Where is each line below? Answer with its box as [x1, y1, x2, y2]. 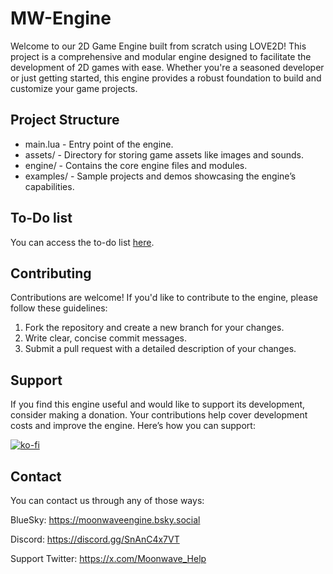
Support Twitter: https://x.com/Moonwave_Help [10, 553, 207, 564]
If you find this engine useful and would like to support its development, [10, 398, 306, 411]
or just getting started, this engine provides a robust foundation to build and [10, 72, 322, 84]
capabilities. [24, 180, 75, 192]
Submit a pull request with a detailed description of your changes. [24, 343, 297, 355]
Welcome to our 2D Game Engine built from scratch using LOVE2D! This [10, 40, 307, 52]
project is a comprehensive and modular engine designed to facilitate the [10, 50, 312, 62]
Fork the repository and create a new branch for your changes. [24, 322, 285, 334]
